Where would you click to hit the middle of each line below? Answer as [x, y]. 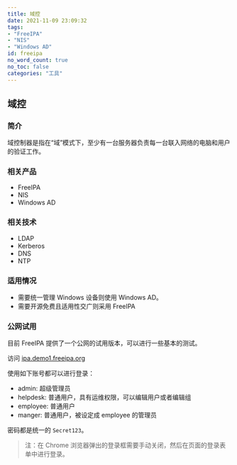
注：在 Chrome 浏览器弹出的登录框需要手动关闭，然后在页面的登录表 [125, 445]
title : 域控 [24, 14]
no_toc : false [28, 67]
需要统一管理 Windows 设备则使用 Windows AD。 [90, 297]
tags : [15, 27]
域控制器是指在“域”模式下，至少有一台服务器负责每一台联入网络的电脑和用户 [119, 143]
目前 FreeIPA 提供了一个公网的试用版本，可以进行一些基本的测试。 [104, 343]
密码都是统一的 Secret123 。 [48, 430]
